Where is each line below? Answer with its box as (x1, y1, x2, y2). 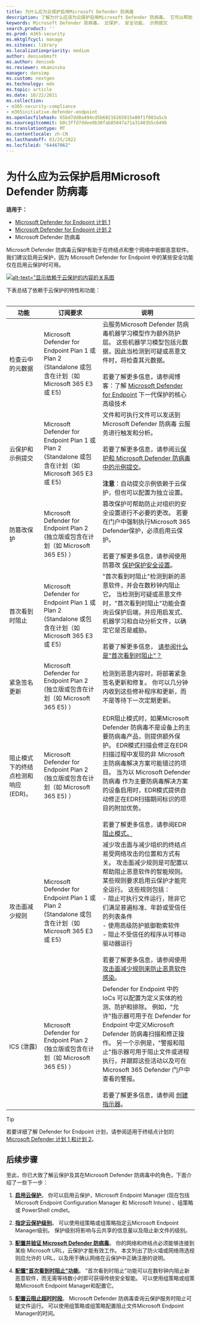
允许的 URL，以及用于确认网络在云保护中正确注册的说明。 (25, 1254, 169, 1262)
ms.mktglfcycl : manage (6, 36, 63, 42)
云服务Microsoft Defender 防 (102, 320, 183, 328)
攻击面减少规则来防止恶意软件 (102, 964, 187, 973)
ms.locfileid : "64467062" (6, 142, 71, 148)
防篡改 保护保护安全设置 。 (102, 560, 176, 569)
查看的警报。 (102, 1074, 139, 1083)
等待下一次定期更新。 (114, 696, 175, 705)
